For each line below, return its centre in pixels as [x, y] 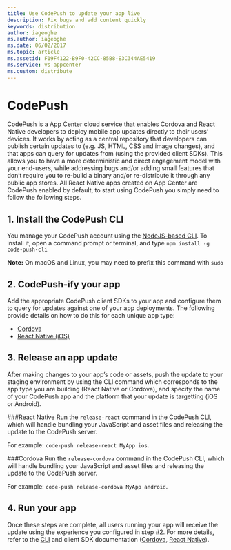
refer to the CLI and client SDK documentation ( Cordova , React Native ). [108, 539]
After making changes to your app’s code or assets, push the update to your [115, 374]
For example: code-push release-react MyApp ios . [78, 445]
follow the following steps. [44, 198]
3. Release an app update [62, 358]
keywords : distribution [41, 26]
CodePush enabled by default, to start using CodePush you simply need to [113, 190]
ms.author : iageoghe [37, 39]
